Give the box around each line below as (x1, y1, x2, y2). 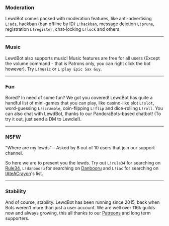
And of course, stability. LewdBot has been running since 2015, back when (5, 199, 160, 205)
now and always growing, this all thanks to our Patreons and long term (5, 210, 151, 216)
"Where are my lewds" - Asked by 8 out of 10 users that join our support (5, 145, 155, 151)
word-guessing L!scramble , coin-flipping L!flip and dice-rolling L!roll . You (5, 105, 163, 111)
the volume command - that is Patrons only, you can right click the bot (5, 60, 151, 67)
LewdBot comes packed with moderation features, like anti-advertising (5, 16, 152, 22)
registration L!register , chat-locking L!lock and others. (5, 26, 121, 32)
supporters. (5, 215, 29, 221)
